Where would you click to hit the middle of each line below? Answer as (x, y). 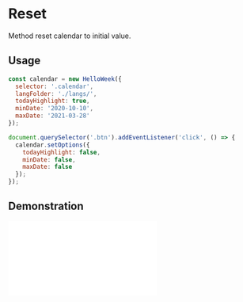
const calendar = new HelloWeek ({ (65, 79)
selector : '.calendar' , (54, 86)
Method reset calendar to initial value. (70, 36)
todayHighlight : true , (53, 101)
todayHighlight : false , (62, 152)
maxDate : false (47, 167)
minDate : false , (49, 159)
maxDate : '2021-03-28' (53, 116)
